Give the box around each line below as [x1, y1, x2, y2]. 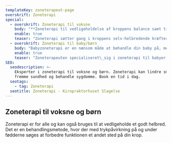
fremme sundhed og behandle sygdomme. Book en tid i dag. [14, 74, 141, 79]
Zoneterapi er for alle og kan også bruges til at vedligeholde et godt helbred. [5, 121, 166, 127]
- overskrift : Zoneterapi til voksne [10, 22, 91, 27]
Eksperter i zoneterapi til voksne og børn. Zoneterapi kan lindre [14, 70, 161, 75]
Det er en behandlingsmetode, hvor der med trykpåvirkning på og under [5, 127, 158, 133]
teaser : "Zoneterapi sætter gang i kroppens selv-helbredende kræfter [14, 36, 168, 42]
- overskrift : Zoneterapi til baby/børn [10, 41, 97, 46]
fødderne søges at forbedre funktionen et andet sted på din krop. [5, 132, 143, 138]
